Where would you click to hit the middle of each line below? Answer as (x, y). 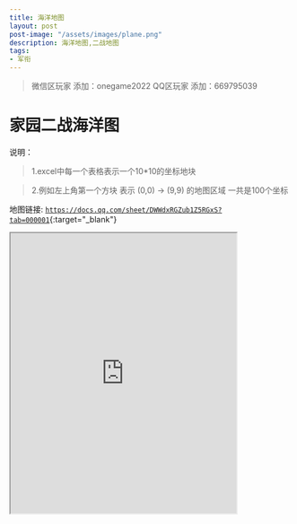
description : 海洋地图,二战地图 (64, 43)
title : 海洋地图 (37, 17)
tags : (19, 51)
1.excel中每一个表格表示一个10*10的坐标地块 (114, 170)
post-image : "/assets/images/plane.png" (86, 34)
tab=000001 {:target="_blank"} (63, 219)
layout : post (34, 26)
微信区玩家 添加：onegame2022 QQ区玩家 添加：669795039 (144, 86)
